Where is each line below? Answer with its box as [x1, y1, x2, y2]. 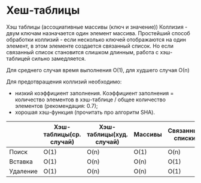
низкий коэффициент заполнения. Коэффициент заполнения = [14, 89, 174, 97]
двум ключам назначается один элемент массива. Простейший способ [6, 29, 190, 36]
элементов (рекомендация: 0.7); [14, 102, 98, 109]
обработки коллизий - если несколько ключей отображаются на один [6, 36, 187, 43]
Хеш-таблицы [6, 4, 80, 17]
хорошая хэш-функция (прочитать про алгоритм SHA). [14, 108, 156, 116]
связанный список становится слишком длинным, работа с [6, 48, 159, 55]
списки [173, 134, 196, 142]
